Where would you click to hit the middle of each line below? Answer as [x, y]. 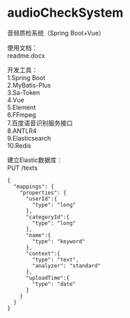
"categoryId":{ [48, 217]
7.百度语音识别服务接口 [40, 122]
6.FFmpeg [22, 114]
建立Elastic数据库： [35, 160]
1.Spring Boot [26, 77]
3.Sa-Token [24, 93]
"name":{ [38, 235]
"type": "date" [54, 284]
